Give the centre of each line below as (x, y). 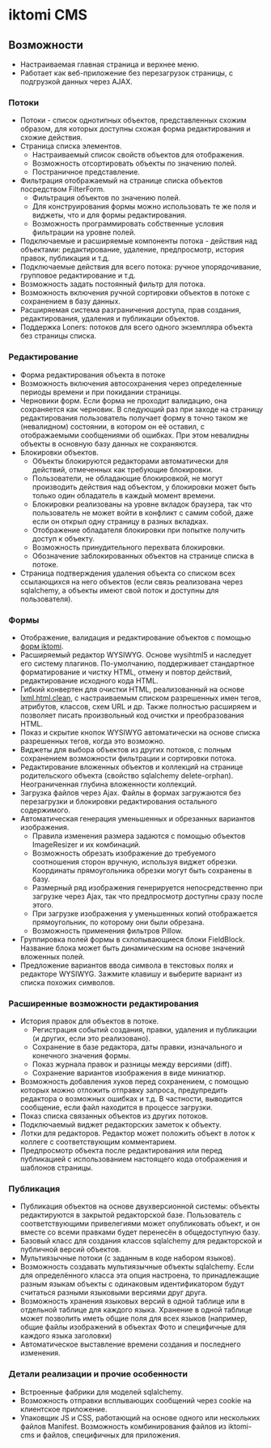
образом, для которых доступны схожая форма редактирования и (135, 129)
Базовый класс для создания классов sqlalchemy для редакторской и (141, 1241)
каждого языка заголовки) (66, 1336)
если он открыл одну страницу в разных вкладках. (120, 521)
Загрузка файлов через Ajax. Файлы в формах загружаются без (130, 792)
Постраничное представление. (86, 172)
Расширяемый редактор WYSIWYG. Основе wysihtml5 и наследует (136, 654)
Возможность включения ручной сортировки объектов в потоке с (135, 293)
